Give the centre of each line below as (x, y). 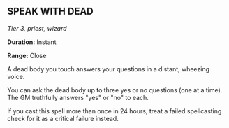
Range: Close (27, 55)
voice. (16, 76)
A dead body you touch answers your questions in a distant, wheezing (109, 69)
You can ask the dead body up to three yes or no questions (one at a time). (115, 90)
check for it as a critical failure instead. (63, 118)
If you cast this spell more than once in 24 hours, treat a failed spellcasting (114, 111)
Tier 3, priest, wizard (37, 28)
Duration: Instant (32, 42)
